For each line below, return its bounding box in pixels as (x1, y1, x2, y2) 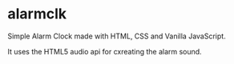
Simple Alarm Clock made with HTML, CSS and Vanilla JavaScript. (7, 31, 226, 41)
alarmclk (7, 5, 67, 23)
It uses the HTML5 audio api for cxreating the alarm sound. (7, 46, 202, 56)
